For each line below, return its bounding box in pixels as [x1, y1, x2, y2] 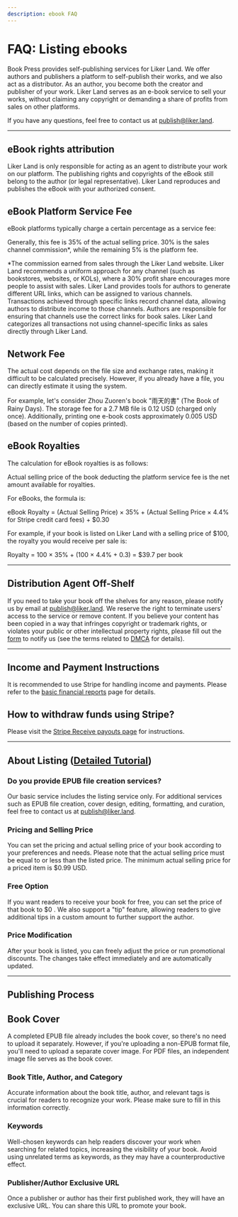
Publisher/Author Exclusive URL [7, 1177, 120, 1187]
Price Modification [7, 930, 73, 940]
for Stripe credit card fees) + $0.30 [7, 515, 110, 524]
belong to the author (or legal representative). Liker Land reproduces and [7, 177, 221, 185]
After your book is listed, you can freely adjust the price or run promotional [7, 946, 225, 955]
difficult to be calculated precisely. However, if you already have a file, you [7, 374, 225, 382]
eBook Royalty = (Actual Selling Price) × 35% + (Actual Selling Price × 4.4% [7, 507, 229, 516]
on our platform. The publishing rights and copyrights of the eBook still [7, 170, 214, 178]
